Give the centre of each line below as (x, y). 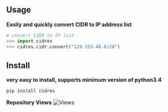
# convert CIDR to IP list (40, 36)
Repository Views (29, 102)
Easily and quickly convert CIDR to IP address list (69, 24)
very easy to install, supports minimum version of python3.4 (84, 80)
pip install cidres (31, 91)
